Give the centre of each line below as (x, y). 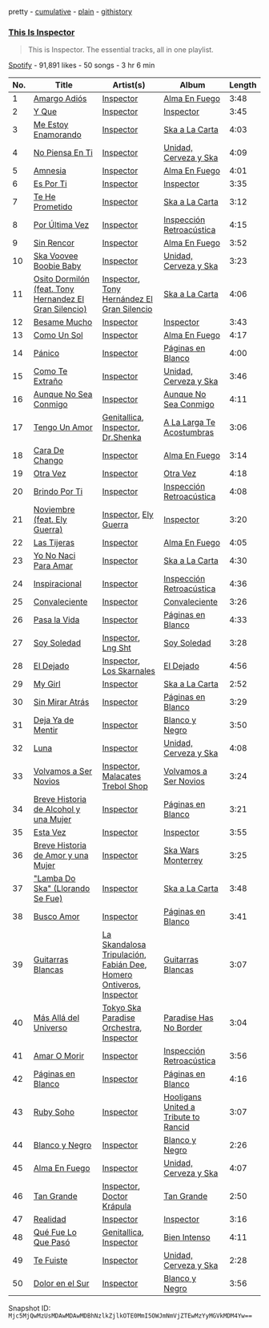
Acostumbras (189, 432)
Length (243, 85)
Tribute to (182, 1117)
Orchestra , (122, 1028)
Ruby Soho (54, 1112)
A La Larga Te (190, 423)
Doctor (115, 1196)
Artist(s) (129, 85)
